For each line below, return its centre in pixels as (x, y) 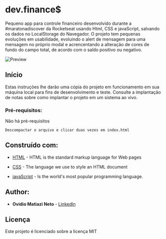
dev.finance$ (33, 10)
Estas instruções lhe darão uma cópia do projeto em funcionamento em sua (82, 87)
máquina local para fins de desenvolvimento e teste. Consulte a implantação (83, 92)
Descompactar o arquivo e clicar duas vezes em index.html (67, 130)
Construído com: (32, 145)
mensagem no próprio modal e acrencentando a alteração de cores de (77, 44)
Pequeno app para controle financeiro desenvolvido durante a (68, 23)
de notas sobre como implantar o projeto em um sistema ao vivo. (71, 97)
